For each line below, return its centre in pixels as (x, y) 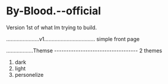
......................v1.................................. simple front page (73, 39)
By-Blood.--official (54, 11)
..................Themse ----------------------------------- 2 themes (84, 50)
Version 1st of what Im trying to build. (52, 27)
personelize (29, 74)
